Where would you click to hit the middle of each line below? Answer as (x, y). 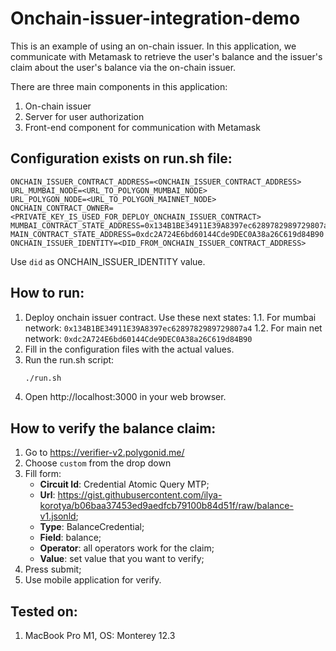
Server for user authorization (84, 116)
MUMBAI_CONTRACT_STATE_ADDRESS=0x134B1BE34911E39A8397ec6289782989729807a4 (171, 225)
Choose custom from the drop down (98, 463)
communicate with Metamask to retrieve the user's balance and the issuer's (166, 56)
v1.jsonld (58, 516)
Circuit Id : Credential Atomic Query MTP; (124, 484)
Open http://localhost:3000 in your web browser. (125, 397)
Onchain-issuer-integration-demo (155, 18)
